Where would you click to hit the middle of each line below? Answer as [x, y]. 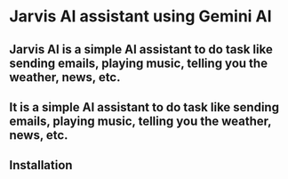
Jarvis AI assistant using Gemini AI [141, 16]
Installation [41, 165]
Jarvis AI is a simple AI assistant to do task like [141, 49]
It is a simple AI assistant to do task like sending [144, 107]
